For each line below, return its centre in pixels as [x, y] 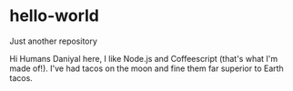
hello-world [55, 16]
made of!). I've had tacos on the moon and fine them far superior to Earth [146, 68]
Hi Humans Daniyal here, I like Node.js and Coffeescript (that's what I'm [144, 58]
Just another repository [54, 41]
